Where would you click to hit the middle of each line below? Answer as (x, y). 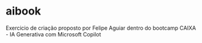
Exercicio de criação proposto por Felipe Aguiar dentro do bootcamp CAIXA (101, 28)
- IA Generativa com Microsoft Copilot (53, 34)
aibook (23, 11)
